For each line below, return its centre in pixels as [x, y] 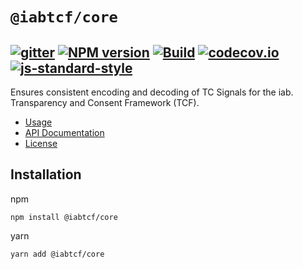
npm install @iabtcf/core [64, 217]
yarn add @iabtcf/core [57, 254]
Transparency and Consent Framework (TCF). [105, 102]
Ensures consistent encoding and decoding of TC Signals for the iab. [152, 92]
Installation [46, 174]
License [41, 143]
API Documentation [64, 132]
